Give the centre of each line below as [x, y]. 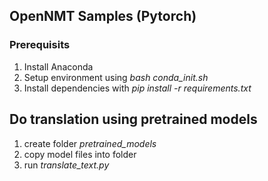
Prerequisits [40, 45]
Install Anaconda [58, 66]
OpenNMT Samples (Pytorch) [103, 16]
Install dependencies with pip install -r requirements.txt [137, 88]
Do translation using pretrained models [133, 119]
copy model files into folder [80, 154]
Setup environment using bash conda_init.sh [116, 77]
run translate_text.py [66, 165]
